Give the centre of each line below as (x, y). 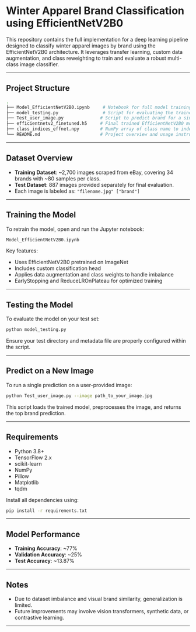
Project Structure (38, 88)
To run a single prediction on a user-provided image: (69, 385)
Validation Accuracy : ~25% (48, 555)
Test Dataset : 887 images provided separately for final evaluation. (94, 185)
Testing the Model (40, 305)
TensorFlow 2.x (33, 457)
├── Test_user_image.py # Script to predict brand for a (94, 118)
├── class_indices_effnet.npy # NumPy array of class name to (92, 129)
